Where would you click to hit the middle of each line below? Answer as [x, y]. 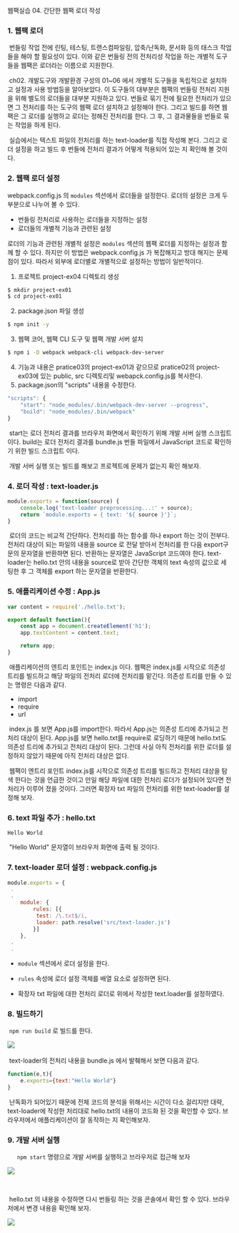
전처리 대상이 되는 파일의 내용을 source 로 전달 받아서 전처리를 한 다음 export [115, 545]
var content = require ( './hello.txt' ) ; [67, 607]
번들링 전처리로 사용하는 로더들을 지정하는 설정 [82, 219]
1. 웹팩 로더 [25, 31]
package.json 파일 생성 [51, 311]
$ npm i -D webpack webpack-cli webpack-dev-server [86, 353]
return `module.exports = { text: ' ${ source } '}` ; [98, 515]
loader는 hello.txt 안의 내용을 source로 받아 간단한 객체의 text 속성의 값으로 [113, 563]
